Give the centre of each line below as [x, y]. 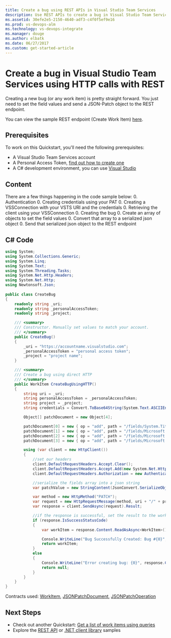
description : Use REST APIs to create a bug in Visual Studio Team [78, 15]
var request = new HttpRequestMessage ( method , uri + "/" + [96, 502]
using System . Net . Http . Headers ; [39, 276]
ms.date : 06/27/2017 [27, 43]
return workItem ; [60, 544]
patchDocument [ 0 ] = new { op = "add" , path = [73, 426]
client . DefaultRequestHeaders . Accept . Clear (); [83, 464]
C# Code [20, 240]
